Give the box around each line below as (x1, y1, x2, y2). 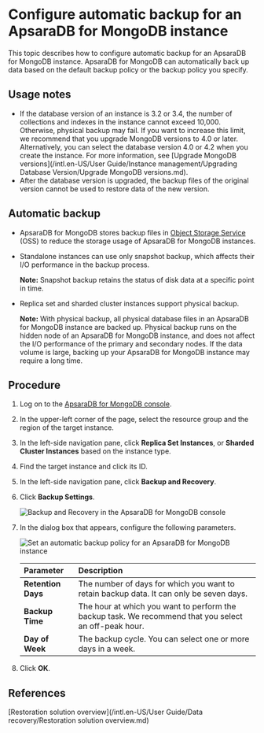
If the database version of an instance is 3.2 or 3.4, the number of (19, 109, 233, 118)
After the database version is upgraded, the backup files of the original (19, 176, 249, 185)
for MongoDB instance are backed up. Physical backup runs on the (19, 322, 237, 331)
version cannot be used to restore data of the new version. (19, 183, 210, 194)
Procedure (8, 378, 61, 391)
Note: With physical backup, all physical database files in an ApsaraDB (19, 313, 249, 324)
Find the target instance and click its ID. (19, 462, 148, 472)
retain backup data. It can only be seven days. (78, 588, 248, 599)
